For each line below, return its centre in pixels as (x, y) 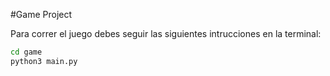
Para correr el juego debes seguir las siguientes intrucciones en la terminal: (166, 33)
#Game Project (41, 14)
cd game (26, 52)
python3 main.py (44, 61)
